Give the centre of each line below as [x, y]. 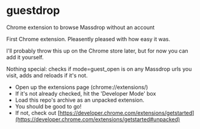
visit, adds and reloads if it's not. [47, 75]
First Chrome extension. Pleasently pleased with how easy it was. [88, 39]
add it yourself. [25, 57]
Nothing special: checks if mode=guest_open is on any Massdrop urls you [99, 69]
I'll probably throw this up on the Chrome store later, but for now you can [97, 51]
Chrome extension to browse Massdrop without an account [81, 27]
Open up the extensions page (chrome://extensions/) [81, 87]
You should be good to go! [48, 106]
